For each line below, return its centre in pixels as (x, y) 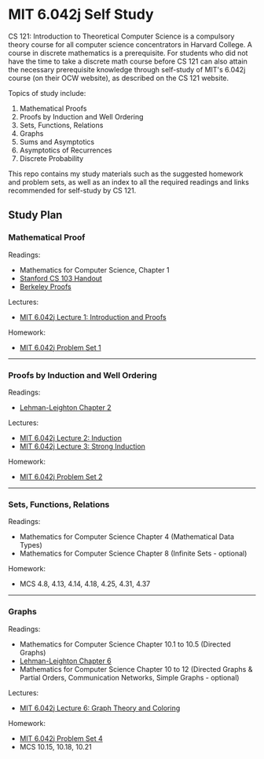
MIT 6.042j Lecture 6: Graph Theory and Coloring (100, 708)
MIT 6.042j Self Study (81, 15)
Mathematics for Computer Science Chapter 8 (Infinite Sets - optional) (133, 554)
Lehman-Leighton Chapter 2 (65, 407)
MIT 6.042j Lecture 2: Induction (70, 438)
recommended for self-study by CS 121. (72, 190)
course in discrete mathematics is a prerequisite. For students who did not (128, 53)
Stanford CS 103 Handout (60, 278)
